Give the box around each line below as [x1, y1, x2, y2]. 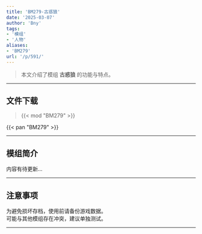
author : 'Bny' [6, 20, 42, 26]
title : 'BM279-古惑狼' [6, 8, 61, 15]
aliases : [6, 43, 28, 49]
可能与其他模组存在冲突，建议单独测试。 [6, 215, 106, 223]
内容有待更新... [6, 165, 43, 173]
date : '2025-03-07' [6, 14, 55, 20]
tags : [6, 25, 20, 32]
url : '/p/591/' [6, 54, 44, 60]
